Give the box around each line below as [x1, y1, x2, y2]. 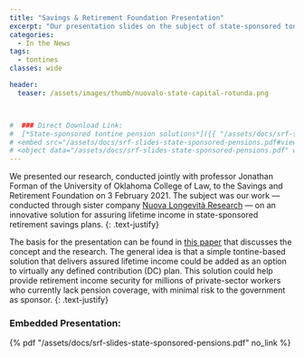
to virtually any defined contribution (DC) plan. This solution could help [9, 265, 273, 276]
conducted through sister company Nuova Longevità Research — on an [9, 200, 276, 211]
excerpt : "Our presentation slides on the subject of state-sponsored [9, 22, 281, 31]
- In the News [17, 38, 71, 48]
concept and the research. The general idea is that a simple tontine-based [9, 246, 287, 257]
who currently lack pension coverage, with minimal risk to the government [9, 285, 286, 295]
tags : [9, 47, 30, 56]
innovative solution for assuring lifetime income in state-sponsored [9, 209, 259, 220]
